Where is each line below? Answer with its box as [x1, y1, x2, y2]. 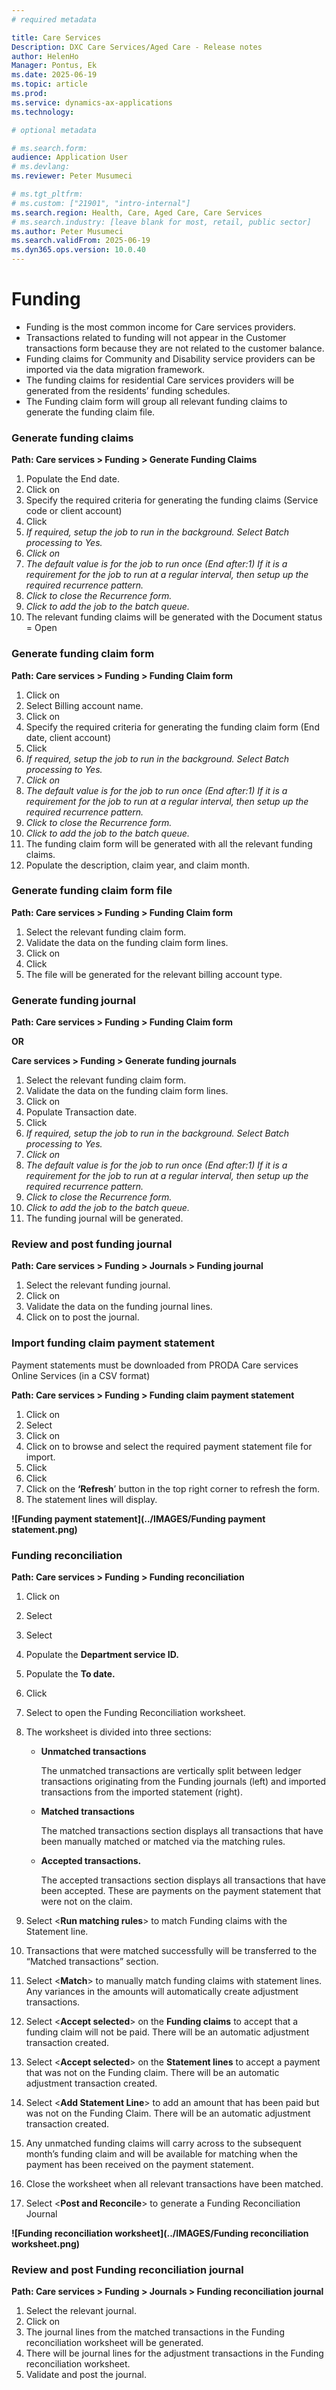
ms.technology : [11, 107, 75, 117]
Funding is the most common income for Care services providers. [25, 321, 296, 333]
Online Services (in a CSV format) [11, 1369, 151, 1381]
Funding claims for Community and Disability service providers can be [25, 352, 316, 365]
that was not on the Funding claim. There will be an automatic [25, 2067, 280, 2079]
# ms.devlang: [11, 162, 71, 172]
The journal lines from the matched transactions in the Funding [25, 2326, 285, 2338]
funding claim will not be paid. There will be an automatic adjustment [25, 2026, 310, 2038]
